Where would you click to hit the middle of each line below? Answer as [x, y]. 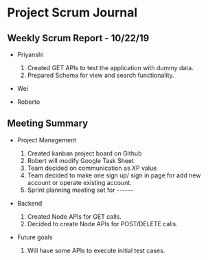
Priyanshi [30, 54]
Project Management [47, 140]
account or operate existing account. [79, 182]
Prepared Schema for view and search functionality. [101, 75]
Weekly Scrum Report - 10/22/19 [78, 38]
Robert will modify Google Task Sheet [81, 160]
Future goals [35, 237]
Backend [30, 203]
